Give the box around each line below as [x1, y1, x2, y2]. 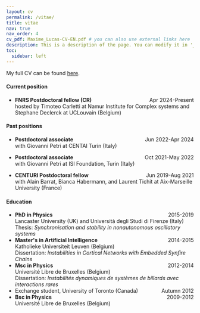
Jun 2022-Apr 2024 [145, 136, 194, 143]
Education [6, 198, 32, 205]
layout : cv [6, 8, 33, 15]
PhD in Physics [14, 211, 53, 218]
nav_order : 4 [6, 31, 39, 37]
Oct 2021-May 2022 [145, 154, 194, 161]
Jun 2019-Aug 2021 [145, 172, 194, 179]
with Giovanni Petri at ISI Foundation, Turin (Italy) [14, 160, 135, 168]
